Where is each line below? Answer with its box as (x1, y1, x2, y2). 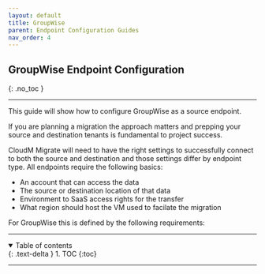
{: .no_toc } (8, 84, 44, 93)
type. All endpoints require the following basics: (8, 163, 163, 172)
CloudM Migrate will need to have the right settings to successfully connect (8, 145, 254, 155)
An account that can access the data (19, 178, 140, 187)
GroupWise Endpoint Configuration (8, 62, 185, 76)
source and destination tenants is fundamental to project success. (8, 130, 223, 140)
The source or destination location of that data (19, 186, 171, 196)
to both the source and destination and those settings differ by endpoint (8, 154, 242, 163)
